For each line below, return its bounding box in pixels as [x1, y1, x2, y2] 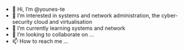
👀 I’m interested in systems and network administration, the [11, 12, 160, 19]
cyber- [161, 12, 179, 19]
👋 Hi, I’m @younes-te [11, 6, 65, 12]
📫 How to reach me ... [11, 37, 68, 45]
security [11, 18, 33, 25]
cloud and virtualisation [34, 18, 93, 25]
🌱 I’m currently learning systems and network [11, 24, 126, 32]
